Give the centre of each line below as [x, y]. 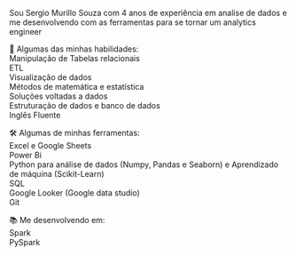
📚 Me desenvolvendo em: [57, 220]
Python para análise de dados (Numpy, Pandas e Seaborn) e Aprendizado [144, 164]
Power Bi [26, 155]
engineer [26, 32]
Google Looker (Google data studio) [74, 193]
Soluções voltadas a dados [58, 96]
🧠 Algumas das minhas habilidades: [74, 49]
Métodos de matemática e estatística [77, 87]
